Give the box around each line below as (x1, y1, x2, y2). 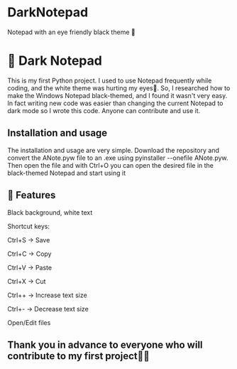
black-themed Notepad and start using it (7, 169, 126, 177)
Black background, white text (7, 208, 93, 217)
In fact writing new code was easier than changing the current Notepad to (7, 99, 224, 107)
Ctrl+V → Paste (7, 263, 52, 272)
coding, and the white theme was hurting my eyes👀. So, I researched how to (7, 83, 231, 92)
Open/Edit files (7, 318, 51, 327)
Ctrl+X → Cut (7, 277, 46, 285)
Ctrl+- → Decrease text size (7, 304, 89, 313)
